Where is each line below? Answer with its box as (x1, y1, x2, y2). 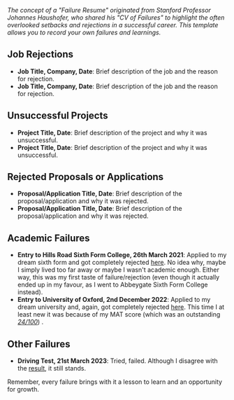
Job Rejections (7, 48, 74, 60)
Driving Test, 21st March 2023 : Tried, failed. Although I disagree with (17, 357, 218, 365)
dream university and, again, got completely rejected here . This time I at (17, 303, 225, 311)
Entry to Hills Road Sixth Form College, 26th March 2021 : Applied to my (17, 251, 227, 259)
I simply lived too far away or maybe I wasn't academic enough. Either (17, 265, 220, 274)
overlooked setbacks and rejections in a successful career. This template (7, 21, 219, 29)
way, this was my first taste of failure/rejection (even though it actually (17, 273, 220, 282)
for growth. (7, 385, 40, 394)
